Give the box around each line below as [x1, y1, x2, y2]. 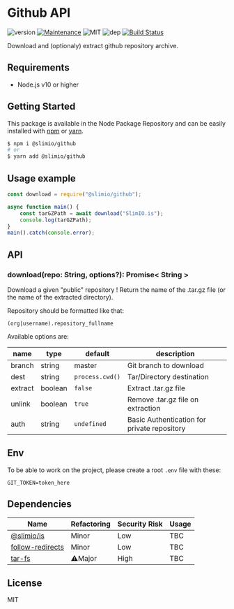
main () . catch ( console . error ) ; [7, 229, 95, 237]
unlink [10, 399, 31, 409]
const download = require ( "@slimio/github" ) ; [7, 191, 141, 198]
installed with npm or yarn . [7, 126, 84, 135]
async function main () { [7, 203, 79, 210]
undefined [74, 420, 107, 427]
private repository [127, 423, 186, 433]
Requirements [7, 61, 70, 74]
